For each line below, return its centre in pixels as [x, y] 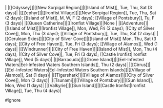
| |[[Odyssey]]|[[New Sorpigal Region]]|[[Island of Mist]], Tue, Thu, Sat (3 [79, 8]
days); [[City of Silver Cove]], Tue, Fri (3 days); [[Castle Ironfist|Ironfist [76, 54]
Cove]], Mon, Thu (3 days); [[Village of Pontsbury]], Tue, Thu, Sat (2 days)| [81, 33]
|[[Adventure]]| [133, 23]
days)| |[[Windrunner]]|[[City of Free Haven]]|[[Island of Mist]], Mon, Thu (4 [81, 49]
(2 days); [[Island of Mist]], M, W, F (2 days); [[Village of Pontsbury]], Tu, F [80, 18]
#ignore [13, 100]
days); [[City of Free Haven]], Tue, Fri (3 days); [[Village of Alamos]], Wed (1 [81, 44]
